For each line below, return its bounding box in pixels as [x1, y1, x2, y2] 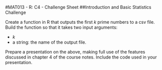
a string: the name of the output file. [12, 39, 86, 45]
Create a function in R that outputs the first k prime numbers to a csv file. [5, 19, 155, 25]
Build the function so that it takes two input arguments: [5, 24, 118, 30]
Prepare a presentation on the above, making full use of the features [5, 49, 146, 55]
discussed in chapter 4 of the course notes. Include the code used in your [5, 54, 157, 60]
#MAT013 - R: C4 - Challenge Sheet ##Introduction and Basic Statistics [5, 4, 152, 10]
